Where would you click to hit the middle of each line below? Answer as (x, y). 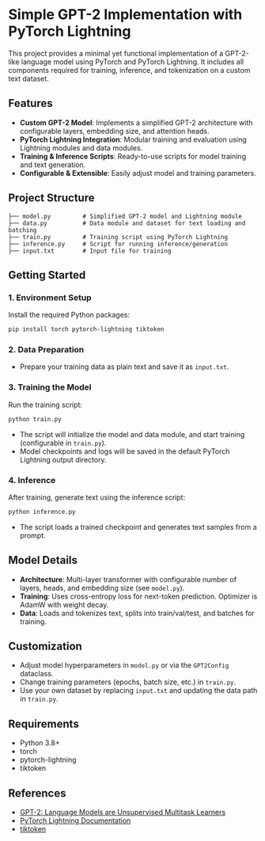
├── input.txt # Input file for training (90, 251)
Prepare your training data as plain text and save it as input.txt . (124, 367)
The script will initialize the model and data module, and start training (132, 434)
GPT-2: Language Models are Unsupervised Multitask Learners (123, 812)
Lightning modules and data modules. (81, 147)
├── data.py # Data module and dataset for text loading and (127, 223)
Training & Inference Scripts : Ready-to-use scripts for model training (133, 156)
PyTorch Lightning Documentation (75, 820)
